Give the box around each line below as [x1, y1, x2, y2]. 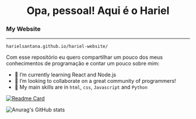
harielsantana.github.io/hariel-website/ [6, 44, 108, 50]
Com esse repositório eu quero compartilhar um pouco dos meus [6, 54, 163, 61]
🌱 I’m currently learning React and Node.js [14, 71, 117, 78]
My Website [6, 25, 41, 33]
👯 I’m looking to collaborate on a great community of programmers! [14, 78, 176, 85]
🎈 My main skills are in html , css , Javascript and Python [14, 83, 148, 91]
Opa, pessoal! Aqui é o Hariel [26, 4, 170, 17]
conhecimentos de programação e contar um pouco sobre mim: [6, 60, 160, 67]
